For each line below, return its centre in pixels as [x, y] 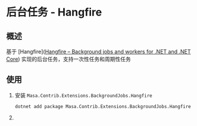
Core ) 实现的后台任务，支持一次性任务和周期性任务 [68, 59]
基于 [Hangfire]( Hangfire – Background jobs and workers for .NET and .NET [98, 52]
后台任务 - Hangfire [54, 12]
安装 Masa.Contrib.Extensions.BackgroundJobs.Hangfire [84, 95]
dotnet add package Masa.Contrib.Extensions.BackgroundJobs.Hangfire [103, 106]
